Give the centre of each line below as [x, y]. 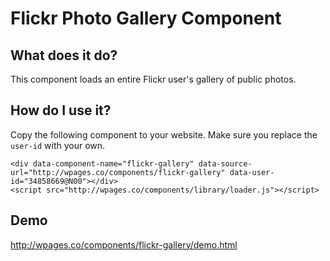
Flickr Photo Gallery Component [146, 18]
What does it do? [64, 55]
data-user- [252, 172]
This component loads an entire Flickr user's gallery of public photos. [153, 79]
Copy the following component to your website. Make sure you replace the [164, 134]
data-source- [225, 163]
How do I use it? [61, 110]
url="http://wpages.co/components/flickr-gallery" [118, 172]
